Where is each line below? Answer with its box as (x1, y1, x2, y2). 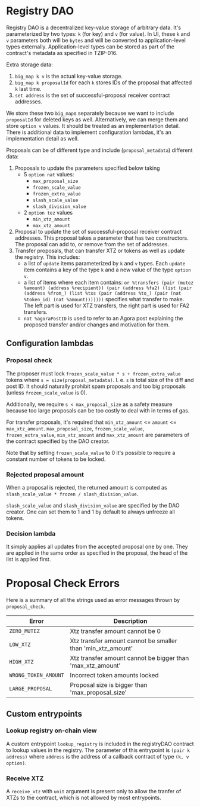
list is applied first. (6, 556, 51, 563)
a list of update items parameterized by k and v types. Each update (23, 259, 186, 267)
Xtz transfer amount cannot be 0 (70, 627, 161, 635)
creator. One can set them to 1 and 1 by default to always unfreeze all (6, 508, 176, 515)
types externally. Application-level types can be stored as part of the (6, 43, 174, 50)
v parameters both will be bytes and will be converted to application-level (6, 36, 186, 44)
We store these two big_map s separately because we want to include (6, 109, 174, 117)
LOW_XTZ (9, 641, 31, 648)
